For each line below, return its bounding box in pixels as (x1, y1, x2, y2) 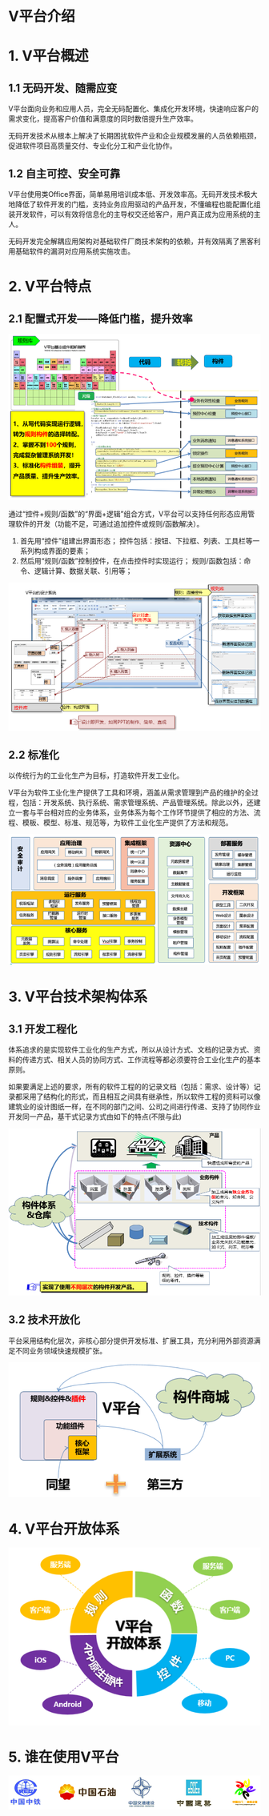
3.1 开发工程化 (8, 1022, 78, 1036)
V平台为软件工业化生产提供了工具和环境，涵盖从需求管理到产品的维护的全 (8, 788, 252, 797)
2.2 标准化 (8, 748, 60, 761)
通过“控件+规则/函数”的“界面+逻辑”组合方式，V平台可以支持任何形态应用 (8, 509, 248, 519)
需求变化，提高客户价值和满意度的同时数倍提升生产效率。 (8, 114, 198, 124)
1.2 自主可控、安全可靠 (8, 166, 121, 180)
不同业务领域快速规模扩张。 (14, 1345, 106, 1355)
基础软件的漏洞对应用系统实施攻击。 (14, 247, 134, 256)
